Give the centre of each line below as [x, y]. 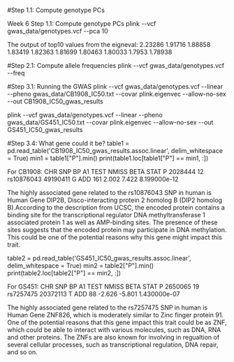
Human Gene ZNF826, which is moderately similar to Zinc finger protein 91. [115, 315]
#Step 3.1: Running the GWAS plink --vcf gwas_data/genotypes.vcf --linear [115, 86]
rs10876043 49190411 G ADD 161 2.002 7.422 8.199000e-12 [93, 179]
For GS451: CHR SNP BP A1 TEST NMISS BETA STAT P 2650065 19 [103, 287]
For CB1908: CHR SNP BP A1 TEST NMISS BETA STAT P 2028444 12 [105, 172]
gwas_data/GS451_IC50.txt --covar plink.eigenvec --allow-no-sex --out [110, 122]
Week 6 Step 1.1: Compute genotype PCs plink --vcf [82, 23]
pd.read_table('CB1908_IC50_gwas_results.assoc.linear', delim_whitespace [115, 151]
